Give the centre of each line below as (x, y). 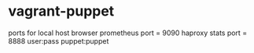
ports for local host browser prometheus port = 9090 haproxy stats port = (128, 33)
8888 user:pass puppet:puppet (59, 41)
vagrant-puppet (61, 11)
